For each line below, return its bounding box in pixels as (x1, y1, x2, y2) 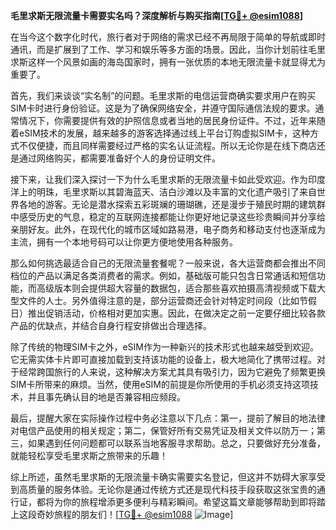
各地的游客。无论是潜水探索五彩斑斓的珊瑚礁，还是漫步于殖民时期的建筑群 (18, 199, 326, 210)
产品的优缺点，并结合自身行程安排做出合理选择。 (10, 320, 212, 331)
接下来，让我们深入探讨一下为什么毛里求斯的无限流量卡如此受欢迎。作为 (10, 174, 308, 185)
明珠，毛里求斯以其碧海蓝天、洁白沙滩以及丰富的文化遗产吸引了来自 (36, 186, 317, 198)
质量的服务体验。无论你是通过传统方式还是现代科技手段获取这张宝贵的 (27, 484, 317, 495)
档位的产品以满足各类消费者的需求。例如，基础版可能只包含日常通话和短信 (10, 270, 317, 281)
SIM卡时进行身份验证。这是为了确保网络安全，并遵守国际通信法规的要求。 (10, 102, 316, 114)
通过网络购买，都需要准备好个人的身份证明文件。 (18, 152, 221, 164)
